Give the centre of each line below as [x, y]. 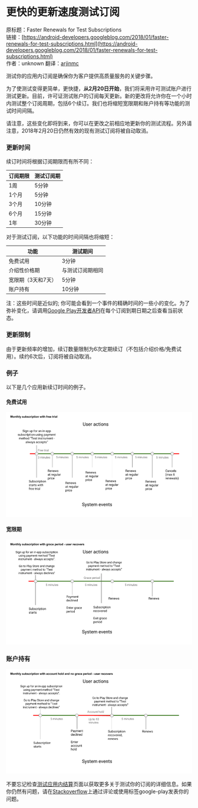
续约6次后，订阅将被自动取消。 [57, 356]
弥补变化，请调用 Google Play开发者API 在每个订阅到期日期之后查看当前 [92, 311]
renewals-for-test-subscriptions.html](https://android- [72, 44]
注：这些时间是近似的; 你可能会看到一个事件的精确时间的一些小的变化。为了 [98, 303]
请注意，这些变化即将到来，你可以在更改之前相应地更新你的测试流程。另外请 [99, 123]
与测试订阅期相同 [82, 271]
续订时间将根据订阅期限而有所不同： [50, 162]
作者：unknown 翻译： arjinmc [42, 63]
